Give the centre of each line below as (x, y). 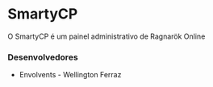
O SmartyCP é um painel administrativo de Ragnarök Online (106, 36)
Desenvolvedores (43, 57)
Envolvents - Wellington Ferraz (70, 75)
